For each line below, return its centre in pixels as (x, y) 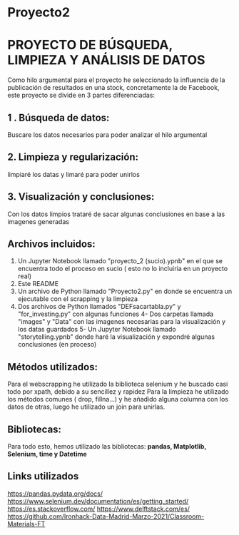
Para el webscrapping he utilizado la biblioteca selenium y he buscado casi (118, 384)
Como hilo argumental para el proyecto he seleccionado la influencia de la (116, 80)
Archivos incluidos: (52, 244)
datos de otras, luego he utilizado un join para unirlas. (86, 407)
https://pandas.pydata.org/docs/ (55, 494)
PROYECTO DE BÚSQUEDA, (90, 45)
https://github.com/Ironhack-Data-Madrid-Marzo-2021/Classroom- (106, 516)
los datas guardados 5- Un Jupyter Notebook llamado (97, 330)
